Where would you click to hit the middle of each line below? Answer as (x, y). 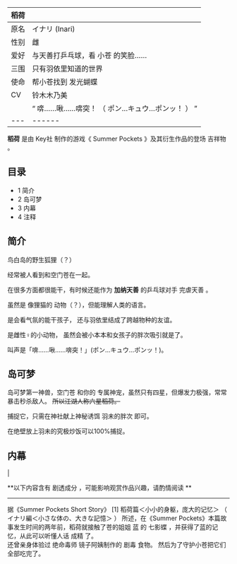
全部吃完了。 (26, 553)
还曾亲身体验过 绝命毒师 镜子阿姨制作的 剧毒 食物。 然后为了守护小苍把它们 (117, 545)
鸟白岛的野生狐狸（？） (41, 259)
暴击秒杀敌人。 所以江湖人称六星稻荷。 (64, 401)
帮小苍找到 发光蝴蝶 (65, 82)
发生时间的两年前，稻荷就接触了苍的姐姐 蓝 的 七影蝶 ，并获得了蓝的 (113, 527)
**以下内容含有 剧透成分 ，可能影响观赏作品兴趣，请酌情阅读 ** (99, 488)
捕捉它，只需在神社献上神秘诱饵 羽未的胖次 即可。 (80, 416)
